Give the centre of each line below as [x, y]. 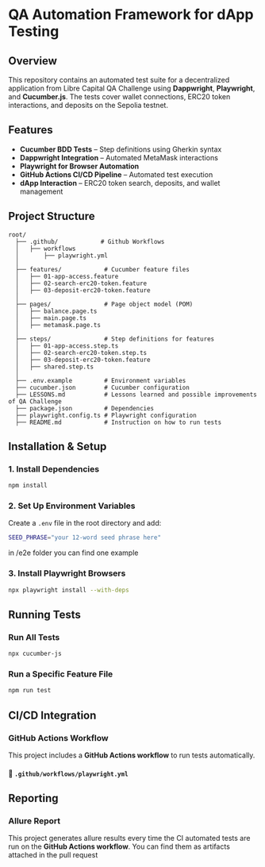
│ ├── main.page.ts [51, 318]
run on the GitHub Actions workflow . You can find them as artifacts [119, 846]
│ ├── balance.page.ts [56, 311]
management [41, 191]
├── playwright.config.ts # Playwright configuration [106, 415]
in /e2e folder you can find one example [73, 553]
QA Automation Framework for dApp [131, 15]
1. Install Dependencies [54, 468]
